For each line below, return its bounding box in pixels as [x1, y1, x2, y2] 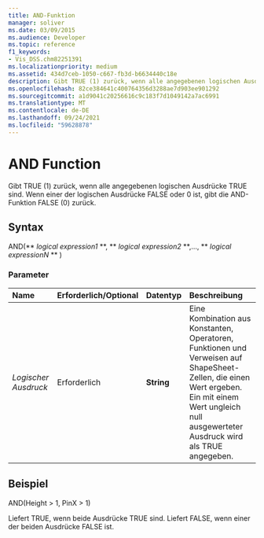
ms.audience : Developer [8, 33, 86, 42]
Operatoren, [189, 332, 234, 343]
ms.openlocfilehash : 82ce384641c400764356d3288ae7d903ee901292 [8, 84, 220, 93]
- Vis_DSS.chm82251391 [8, 56, 82, 64]
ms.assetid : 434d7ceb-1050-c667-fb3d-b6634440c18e [8, 70, 178, 78]
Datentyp [145, 289, 182, 300]
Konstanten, [189, 322, 234, 333]
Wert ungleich [189, 401, 241, 412]
